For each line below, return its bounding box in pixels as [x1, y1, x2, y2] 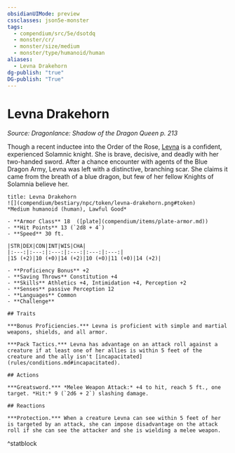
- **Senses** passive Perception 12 [7, 286, 114, 293]
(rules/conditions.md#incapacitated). [7, 360, 121, 367]
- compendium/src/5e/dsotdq [13, 29, 96, 37]
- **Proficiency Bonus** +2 [7, 268, 90, 275]
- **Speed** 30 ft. [7, 230, 65, 237]
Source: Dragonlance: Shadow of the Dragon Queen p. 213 [7, 129, 178, 138]
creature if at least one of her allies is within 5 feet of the [7, 347, 202, 355]
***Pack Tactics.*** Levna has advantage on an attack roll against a [7, 341, 218, 348]
